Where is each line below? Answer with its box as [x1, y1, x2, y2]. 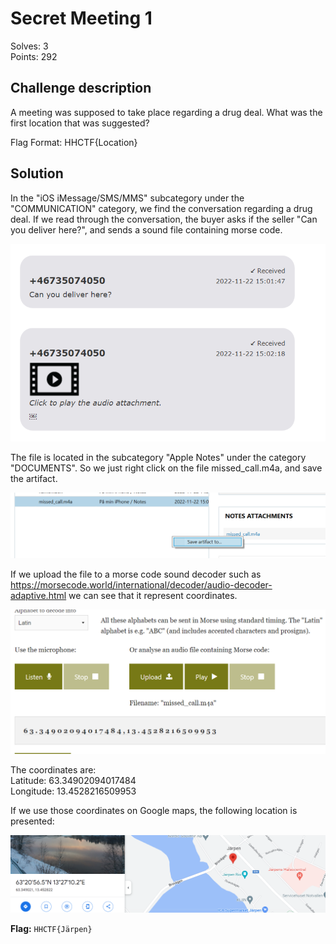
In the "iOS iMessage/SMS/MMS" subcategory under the [10, 192, 245, 204]
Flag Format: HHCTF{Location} [10, 136, 138, 148]
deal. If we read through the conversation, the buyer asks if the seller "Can [10, 213, 318, 225]
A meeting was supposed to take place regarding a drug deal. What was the [10, 106, 323, 118]
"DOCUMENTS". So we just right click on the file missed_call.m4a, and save [10, 462, 323, 474]
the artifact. [10, 472, 58, 484]
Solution [10, 165, 64, 182]
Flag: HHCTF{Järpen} [10, 922, 93, 934]
